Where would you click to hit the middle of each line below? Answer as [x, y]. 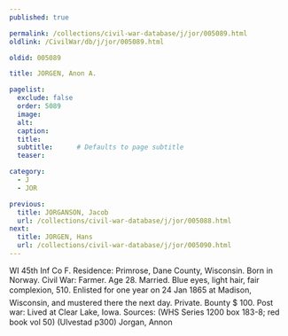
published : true [39, 17]
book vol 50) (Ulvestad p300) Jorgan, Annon [91, 322]
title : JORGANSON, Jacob [63, 212]
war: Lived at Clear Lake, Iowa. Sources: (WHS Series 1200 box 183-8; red [144, 312]
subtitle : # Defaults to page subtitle [101, 147]
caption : [33, 131]
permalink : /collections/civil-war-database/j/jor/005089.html [128, 33]
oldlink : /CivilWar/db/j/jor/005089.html [87, 42]
